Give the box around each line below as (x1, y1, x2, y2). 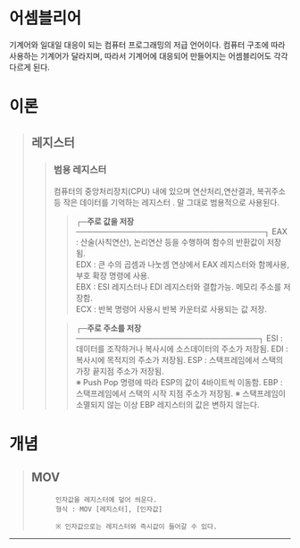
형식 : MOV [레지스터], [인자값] (54, 504, 163, 514)
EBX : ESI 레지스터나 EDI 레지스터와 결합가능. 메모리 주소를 (75, 281, 282, 291)
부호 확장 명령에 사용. (75, 270, 150, 281)
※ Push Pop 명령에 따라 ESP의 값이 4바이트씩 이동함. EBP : (75, 376, 283, 387)
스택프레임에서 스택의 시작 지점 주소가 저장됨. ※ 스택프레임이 (75, 388, 286, 399)
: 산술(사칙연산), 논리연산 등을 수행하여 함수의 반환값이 (75, 236, 265, 247)
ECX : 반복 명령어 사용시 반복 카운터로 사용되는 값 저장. (75, 303, 268, 314)
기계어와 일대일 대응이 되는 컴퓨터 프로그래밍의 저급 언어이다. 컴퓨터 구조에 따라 (9, 39, 286, 50)
